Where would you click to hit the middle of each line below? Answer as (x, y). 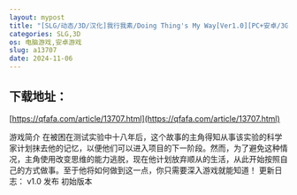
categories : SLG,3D (45, 34)
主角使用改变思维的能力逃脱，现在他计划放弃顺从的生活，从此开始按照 (152, 159)
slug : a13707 (33, 51)
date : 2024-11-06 (41, 58)
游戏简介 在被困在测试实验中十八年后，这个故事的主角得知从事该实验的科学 (146, 136)
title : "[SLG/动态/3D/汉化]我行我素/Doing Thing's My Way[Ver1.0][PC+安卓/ (145, 26)
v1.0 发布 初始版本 (59, 181)
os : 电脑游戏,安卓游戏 (46, 42)
